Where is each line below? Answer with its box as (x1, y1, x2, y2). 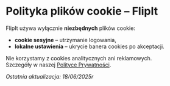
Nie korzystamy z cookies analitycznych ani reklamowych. (5, 54, 152, 62)
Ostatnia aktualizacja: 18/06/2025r (5, 73, 94, 80)
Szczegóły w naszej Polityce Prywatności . (5, 61, 112, 68)
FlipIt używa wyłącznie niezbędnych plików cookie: (5, 24, 135, 32)
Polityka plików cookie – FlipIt (5, 4, 158, 18)
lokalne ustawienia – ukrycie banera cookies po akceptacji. (14, 43, 165, 50)
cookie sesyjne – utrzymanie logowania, (14, 36, 116, 43)
